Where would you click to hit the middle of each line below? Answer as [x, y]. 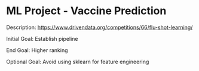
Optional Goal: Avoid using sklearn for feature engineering [78, 62]
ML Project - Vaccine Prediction [86, 11]
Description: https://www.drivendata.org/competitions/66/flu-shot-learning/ [99, 27]
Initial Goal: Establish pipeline [42, 38]
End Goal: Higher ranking [37, 50]
